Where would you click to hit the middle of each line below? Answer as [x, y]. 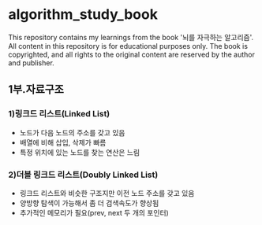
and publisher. [32, 63]
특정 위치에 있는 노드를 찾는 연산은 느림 [80, 152]
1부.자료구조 [36, 89]
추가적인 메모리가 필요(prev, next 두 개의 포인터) [94, 212]
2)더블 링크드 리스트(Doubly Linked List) [83, 175]
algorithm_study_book [83, 15]
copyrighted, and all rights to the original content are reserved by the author [131, 54]
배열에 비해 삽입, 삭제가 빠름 [63, 142]
